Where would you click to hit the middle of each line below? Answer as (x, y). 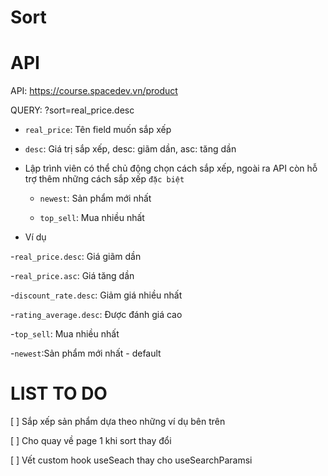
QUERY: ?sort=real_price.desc (72, 110)
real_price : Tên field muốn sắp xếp (98, 130)
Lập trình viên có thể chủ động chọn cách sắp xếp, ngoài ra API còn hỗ (171, 168)
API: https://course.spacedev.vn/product (94, 91)
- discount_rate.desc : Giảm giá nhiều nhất (96, 295)
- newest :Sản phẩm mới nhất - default (86, 353)
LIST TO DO (59, 393)
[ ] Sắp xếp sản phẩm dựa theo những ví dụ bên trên (118, 422)
